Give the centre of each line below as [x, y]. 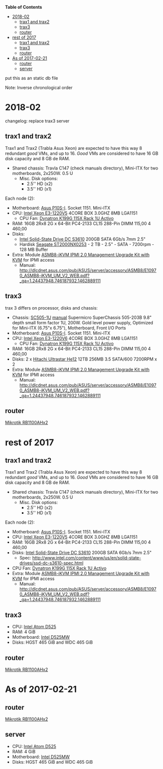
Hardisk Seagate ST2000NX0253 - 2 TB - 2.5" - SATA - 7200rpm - [87, 244]
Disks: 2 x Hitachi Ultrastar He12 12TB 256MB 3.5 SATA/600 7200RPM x [84, 359]
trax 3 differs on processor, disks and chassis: [51, 308]
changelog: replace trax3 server [37, 121]
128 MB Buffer [34, 249]
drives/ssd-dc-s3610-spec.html [51, 563]
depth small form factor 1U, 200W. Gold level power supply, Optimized [83, 322]
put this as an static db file [32, 78]
